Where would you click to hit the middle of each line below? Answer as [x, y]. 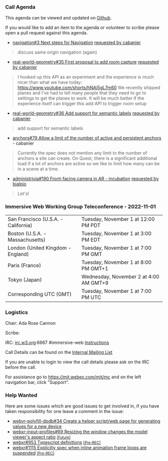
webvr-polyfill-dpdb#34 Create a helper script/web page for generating [86, 421]
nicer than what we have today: [50, 82]
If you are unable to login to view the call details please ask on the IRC [77, 362]
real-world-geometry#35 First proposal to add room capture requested [85, 62]
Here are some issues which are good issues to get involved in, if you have [82, 406]
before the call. [21, 367]
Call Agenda [20, 7]
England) [18, 254]
